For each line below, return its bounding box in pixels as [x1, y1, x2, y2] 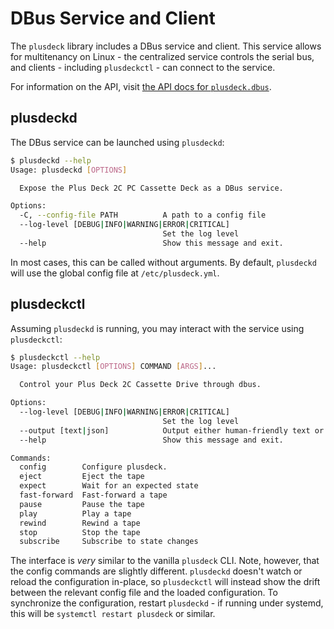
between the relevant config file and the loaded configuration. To [10, 587, 278, 599]
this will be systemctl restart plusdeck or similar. [10, 608, 216, 620]
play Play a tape [19, 508, 132, 519]
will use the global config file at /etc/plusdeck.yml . [10, 267, 220, 279]
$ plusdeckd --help [10, 155, 92, 166]
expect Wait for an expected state [19, 481, 199, 491]
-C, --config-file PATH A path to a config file [19, 210, 267, 221]
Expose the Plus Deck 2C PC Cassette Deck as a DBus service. [19, 183, 284, 193]
